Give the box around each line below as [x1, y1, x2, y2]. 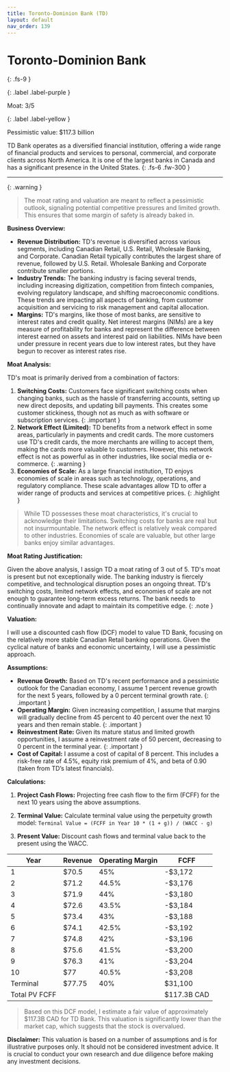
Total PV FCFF [10, 990, 57, 999]
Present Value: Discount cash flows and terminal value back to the [16, 832, 206, 841]
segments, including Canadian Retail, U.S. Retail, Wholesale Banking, [16, 245, 212, 253]
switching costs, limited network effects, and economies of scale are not [7, 587, 212, 596]
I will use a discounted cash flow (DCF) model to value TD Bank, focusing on [7, 629, 223, 637]
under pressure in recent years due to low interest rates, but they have [16, 340, 216, 348]
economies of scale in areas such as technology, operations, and [16, 474, 201, 482]
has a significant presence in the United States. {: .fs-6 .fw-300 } [7, 163, 190, 172]
